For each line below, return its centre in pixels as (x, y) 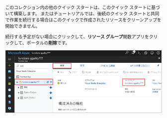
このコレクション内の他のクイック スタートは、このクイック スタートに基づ (83, 7)
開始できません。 (23, 26)
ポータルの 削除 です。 (48, 43)
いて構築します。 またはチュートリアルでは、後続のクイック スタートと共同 (82, 13)
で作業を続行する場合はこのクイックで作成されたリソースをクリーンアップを (83, 20)
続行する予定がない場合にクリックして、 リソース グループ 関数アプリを (77, 37)
